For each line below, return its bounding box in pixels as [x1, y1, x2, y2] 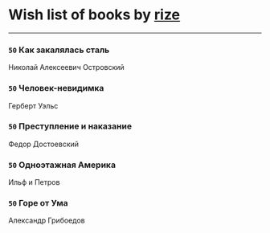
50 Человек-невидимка [8, 83, 104, 94]
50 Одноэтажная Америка [8, 159, 117, 170]
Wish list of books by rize [8, 6, 181, 24]
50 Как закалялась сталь [8, 44, 110, 55]
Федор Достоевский [8, 139, 79, 149]
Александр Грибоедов [8, 215, 86, 226]
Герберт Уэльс [8, 100, 59, 110]
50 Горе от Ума [8, 198, 68, 209]
